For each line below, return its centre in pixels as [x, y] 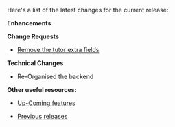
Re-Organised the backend [55, 76]
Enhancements [29, 23]
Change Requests [33, 36]
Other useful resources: [42, 90]
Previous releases [42, 116]
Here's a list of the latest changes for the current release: [88, 10]
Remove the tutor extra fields [58, 50]
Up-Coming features [46, 103]
